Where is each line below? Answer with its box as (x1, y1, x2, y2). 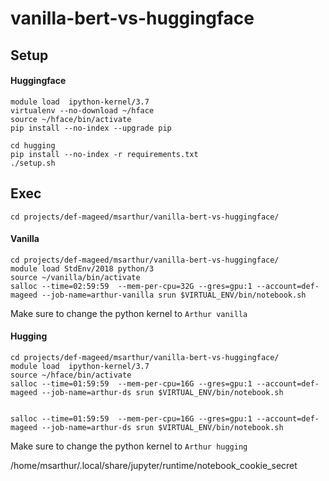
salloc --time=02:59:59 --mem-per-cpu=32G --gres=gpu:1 (10, 281, 253, 291)
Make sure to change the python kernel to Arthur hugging (10, 440, 248, 452)
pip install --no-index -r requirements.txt (10, 149, 199, 159)
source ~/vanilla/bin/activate (10, 272, 141, 282)
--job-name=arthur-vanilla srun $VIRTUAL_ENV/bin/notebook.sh (41, 290, 307, 300)
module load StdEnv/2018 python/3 (10, 263, 155, 274)
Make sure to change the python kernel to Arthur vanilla (10, 307, 248, 319)
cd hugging (10, 140, 56, 151)
